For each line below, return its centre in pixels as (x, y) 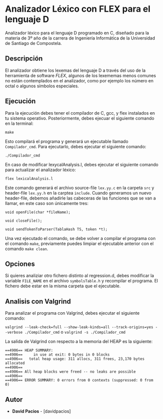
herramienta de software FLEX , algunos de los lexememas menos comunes (81, 75)
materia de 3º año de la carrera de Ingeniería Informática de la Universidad (80, 38)
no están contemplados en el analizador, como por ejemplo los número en (79, 80)
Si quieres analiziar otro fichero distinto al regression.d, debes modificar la (80, 276)
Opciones (20, 264)
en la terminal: (19, 123)
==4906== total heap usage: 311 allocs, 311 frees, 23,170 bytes (75, 359)
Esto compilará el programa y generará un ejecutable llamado (67, 141)
